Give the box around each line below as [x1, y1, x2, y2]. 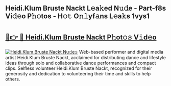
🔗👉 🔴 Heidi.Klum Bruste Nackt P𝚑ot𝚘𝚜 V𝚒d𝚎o [5, 33, 157, 41]
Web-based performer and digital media [79, 49, 164, 55]
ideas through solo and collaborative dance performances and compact [5, 60, 156, 66]
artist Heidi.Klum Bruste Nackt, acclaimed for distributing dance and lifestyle [5, 55, 166, 60]
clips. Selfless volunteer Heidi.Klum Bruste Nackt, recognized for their [5, 65, 152, 71]
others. [5, 76, 20, 82]
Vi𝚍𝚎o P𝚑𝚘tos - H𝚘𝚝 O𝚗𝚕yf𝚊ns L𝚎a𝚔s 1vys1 [5, 12, 150, 21]
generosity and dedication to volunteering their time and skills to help [5, 71, 151, 76]
